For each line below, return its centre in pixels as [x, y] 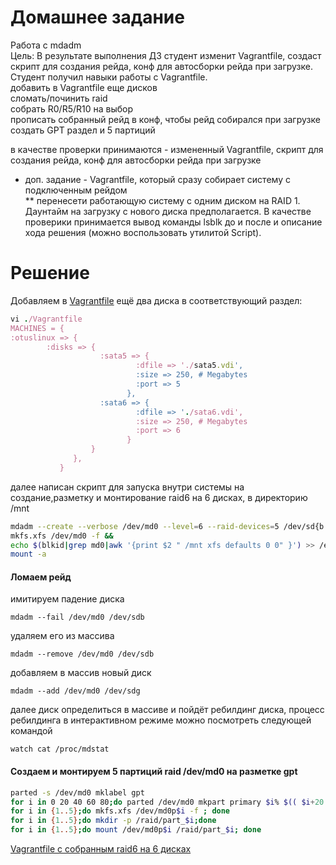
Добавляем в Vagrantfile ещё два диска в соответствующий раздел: [156, 300]
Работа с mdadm [46, 45]
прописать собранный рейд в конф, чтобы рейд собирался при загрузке [165, 119]
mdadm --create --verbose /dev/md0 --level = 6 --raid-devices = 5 [145, 526]
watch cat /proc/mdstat [60, 749]
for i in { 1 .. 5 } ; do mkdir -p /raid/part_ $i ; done [113, 821]
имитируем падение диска [67, 599]
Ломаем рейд [41, 577]
